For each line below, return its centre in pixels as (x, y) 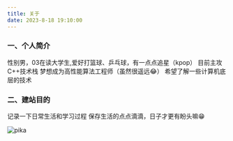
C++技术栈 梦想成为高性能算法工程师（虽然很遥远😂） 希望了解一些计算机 (113, 71)
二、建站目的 (29, 100)
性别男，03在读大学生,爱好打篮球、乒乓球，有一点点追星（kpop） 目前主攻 (115, 62)
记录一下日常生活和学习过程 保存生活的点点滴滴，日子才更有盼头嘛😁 (106, 117)
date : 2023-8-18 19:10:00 (45, 20)
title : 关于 (23, 14)
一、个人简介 (29, 46)
